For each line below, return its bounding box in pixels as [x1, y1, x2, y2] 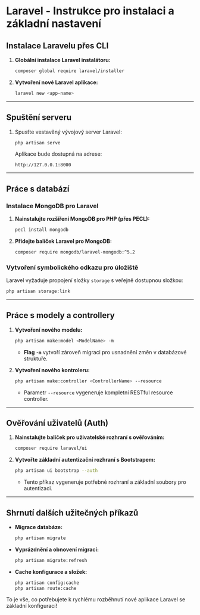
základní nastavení [6, 17, 102, 30]
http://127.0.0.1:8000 [14, 162, 71, 168]
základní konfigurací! [6, 602, 58, 610]
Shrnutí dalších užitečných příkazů [6, 508, 139, 518]
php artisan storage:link [6, 288, 70, 295]
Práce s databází [6, 184, 70, 194]
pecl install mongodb [14, 227, 68, 233]
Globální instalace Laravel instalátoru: [14, 57, 111, 63]
